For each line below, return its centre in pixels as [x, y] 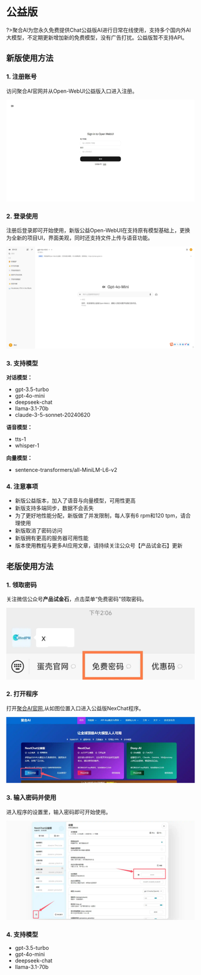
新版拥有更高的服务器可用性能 [51, 538]
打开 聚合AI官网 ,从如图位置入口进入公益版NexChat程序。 [75, 708]
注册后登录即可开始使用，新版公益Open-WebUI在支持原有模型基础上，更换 [98, 231]
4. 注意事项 [22, 486]
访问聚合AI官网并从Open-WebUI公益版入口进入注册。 [72, 91]
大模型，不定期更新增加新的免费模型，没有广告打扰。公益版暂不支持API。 [97, 37]
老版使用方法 [30, 566]
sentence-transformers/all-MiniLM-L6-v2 [66, 470]
